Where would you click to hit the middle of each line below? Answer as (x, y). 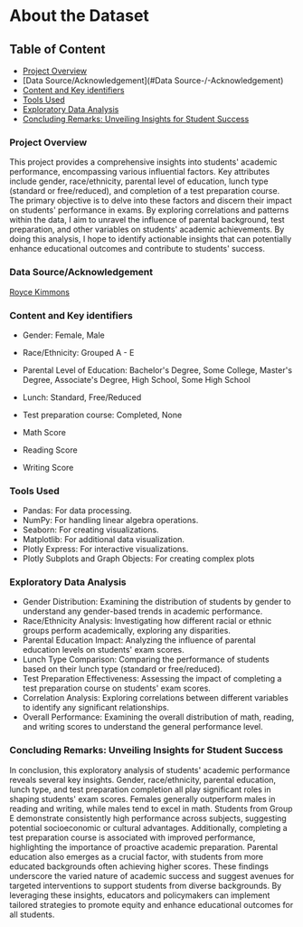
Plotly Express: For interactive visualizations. (105, 550)
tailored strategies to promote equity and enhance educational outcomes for (151, 904)
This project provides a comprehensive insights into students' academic (143, 162)
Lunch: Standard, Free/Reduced (82, 397)
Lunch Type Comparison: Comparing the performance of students (146, 659)
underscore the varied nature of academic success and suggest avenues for (152, 875)
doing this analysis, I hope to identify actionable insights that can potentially (151, 239)
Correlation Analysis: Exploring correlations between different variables (156, 698)
